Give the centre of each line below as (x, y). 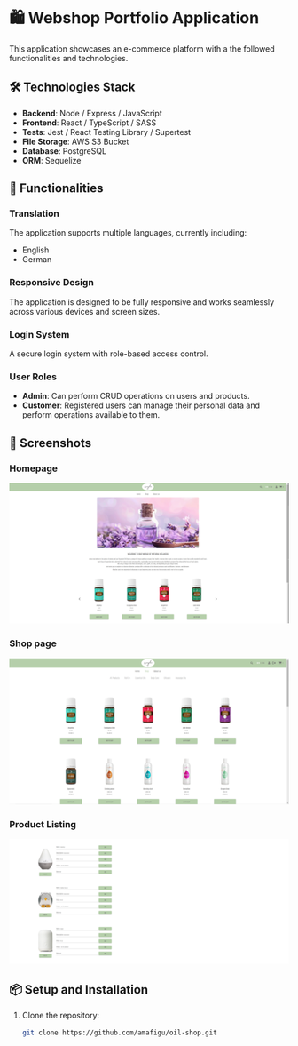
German (37, 260)
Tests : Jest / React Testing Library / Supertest (106, 132)
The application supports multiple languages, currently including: (128, 233)
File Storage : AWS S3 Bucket (75, 141)
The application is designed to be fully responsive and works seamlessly (142, 302)
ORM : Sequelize (51, 160)
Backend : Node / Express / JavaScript (92, 113)
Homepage (33, 468)
